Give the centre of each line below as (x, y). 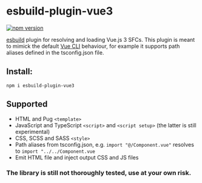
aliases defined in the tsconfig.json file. (55, 52)
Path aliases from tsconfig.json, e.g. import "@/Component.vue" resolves (104, 144)
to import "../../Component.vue (55, 151)
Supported (27, 104)
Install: (20, 72)
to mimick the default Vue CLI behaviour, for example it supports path (93, 46)
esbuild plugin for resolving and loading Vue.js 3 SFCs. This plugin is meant (101, 39)
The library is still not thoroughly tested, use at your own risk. (99, 173)
